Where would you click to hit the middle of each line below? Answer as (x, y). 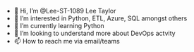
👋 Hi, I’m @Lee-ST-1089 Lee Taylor (65, 11)
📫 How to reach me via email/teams (67, 41)
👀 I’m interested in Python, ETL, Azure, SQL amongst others (101, 18)
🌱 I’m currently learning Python (59, 26)
